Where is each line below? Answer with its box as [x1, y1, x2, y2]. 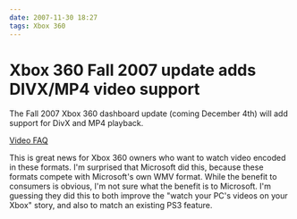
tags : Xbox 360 [9, 21, 66, 30]
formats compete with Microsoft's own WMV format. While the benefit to [9, 172, 277, 182]
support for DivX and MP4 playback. [9, 118, 144, 129]
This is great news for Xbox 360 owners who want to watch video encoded [9, 153, 286, 164]
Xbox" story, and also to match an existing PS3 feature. [9, 200, 213, 211]
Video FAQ [9, 135, 48, 146]
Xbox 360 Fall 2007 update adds [9, 60, 257, 80]
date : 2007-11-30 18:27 [9, 13, 98, 22]
